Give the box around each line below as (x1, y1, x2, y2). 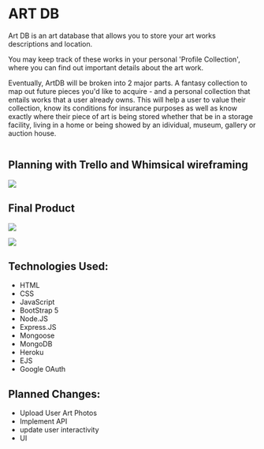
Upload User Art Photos (19, 408, 97, 418)
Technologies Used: (8, 260, 109, 273)
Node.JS (19, 314, 49, 324)
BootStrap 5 (19, 305, 59, 316)
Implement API (19, 417, 68, 426)
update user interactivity (19, 425, 100, 435)
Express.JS (19, 323, 57, 332)
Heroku (19, 348, 44, 357)
